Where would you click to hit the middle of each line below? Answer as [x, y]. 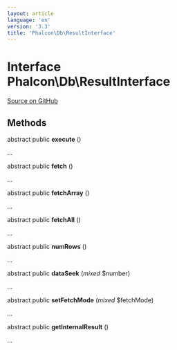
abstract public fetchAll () [44, 220]
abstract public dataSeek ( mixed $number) [68, 273]
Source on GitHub [33, 101]
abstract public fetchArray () [48, 193]
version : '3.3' [29, 26]
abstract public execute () [44, 139]
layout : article [30, 13]
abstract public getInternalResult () [58, 327]
